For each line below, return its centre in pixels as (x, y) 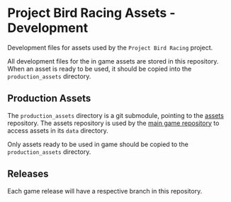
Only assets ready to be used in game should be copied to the (98, 144)
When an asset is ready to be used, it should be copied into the (100, 69)
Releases (28, 174)
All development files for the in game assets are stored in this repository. (113, 61)
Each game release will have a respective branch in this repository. (105, 191)
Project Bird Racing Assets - (91, 13)
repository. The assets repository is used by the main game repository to (113, 123)
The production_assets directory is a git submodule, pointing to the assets (116, 115)
